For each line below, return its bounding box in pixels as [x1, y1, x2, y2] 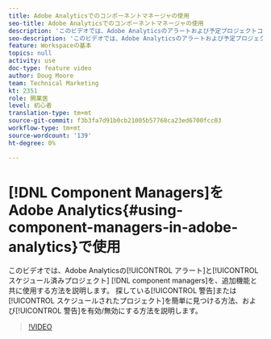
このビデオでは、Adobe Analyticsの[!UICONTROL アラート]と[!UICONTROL [8, 266, 259, 275]
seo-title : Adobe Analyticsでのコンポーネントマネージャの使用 [8, 19, 204, 27]
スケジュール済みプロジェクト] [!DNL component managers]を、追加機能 [8, 275, 251, 286]
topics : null [8, 49, 52, 57]
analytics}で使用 [8, 238, 121, 256]
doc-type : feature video [8, 64, 92, 72]
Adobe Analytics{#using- [8, 201, 184, 219]
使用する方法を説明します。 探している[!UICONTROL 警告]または [22, 286, 237, 296]
